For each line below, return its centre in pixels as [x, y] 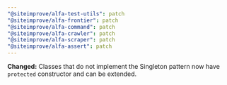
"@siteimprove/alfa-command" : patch [61, 27]
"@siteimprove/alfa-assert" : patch [60, 46]
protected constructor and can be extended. [72, 74]
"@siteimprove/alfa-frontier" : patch [63, 20]
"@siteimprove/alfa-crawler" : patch [61, 33]
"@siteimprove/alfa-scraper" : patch [61, 40]
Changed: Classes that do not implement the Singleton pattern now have [114, 66]
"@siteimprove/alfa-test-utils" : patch [66, 14]
